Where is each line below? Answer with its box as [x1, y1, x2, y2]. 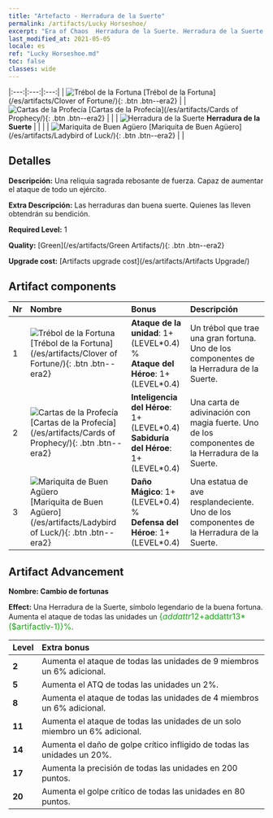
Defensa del [131, 517, 179, 528]
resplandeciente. [189, 496, 254, 508]
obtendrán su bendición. [8, 208, 91, 218]
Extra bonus [41, 642, 90, 654]
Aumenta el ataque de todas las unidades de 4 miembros [41, 693, 259, 704]
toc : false [8, 58, 45, 66]
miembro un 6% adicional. [41, 726, 142, 737]
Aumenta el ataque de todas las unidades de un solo [41, 715, 241, 727]
